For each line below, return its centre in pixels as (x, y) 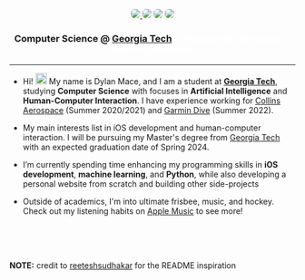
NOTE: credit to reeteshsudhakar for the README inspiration (123, 266)
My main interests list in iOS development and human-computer (142, 128)
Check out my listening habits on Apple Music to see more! (133, 211)
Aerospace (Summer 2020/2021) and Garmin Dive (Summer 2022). (148, 111)
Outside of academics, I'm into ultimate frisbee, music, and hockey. (148, 202)
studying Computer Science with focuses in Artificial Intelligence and (155, 92)
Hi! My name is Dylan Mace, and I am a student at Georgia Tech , (150, 82)
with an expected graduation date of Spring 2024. (116, 147)
